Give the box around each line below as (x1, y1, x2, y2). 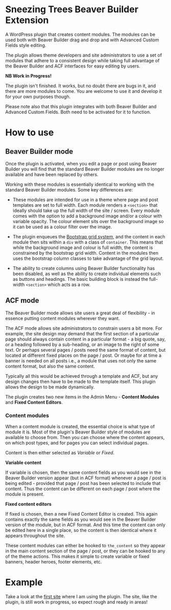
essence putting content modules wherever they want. (5, 315, 120, 321)
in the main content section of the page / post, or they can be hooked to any (5, 548, 165, 554)
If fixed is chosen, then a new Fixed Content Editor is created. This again (5, 511, 158, 517)
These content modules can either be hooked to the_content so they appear (5, 543, 166, 549)
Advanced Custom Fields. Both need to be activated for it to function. (5, 109, 151, 115)
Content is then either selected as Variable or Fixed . (5, 450, 115, 456)
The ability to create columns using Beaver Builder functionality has (12, 265, 155, 271)
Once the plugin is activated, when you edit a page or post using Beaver (5, 160, 157, 166)
